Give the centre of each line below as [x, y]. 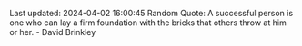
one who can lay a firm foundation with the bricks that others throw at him [148, 23]
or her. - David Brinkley [53, 32]
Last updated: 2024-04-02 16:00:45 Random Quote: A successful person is [151, 13]
